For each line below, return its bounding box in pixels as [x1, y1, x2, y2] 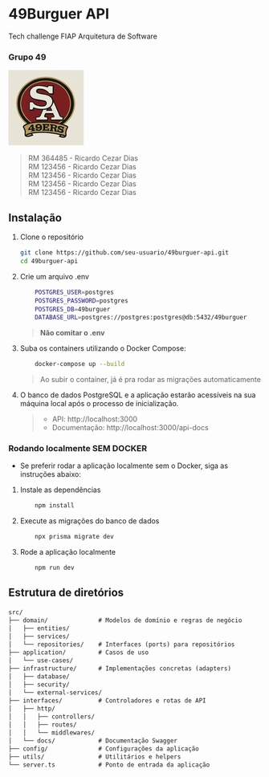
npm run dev [35, 563, 75, 572]
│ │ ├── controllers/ [8, 712, 95, 721]
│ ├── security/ [8, 680, 70, 689]
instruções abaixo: [19, 470, 82, 479]
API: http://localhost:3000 [51, 414, 138, 424]
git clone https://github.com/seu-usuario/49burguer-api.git [19, 249, 230, 257]
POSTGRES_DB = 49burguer [35, 305, 111, 313]
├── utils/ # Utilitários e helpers [8, 752, 181, 761]
